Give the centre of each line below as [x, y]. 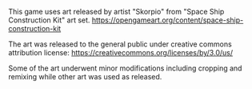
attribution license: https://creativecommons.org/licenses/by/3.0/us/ [121, 53]
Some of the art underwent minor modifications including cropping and [125, 68]
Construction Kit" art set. [49, 20]
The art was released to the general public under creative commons [120, 44]
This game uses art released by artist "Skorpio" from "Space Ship [116, 12]
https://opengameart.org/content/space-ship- [168, 20]
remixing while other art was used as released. [85, 77]
